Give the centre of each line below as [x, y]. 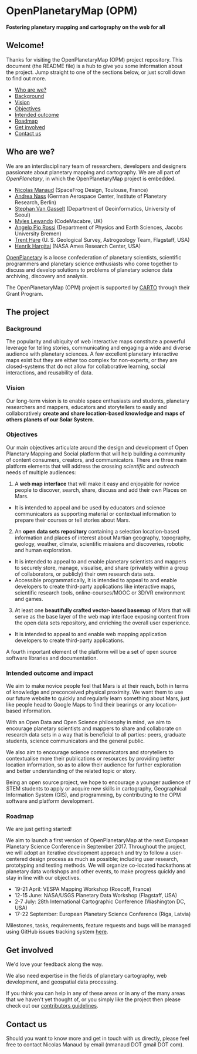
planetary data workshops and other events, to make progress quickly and [96, 871]
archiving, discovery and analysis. [47, 276]
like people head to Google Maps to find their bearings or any [80, 705]
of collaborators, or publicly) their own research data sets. [85, 574]
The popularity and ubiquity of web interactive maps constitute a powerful [96, 342]
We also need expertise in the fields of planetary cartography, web [86, 976]
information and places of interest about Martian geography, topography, [103, 538]
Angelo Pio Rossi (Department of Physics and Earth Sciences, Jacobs [98, 227]
